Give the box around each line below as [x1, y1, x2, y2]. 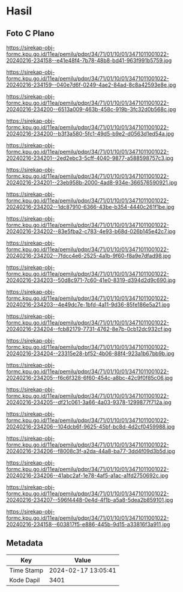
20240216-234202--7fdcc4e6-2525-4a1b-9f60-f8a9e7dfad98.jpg [6, 252, 171, 259]
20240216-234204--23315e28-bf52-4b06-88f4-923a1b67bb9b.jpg [6, 350, 175, 357]
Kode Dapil [9, 576, 40, 584]
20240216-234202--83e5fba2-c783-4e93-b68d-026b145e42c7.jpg [6, 228, 176, 235]
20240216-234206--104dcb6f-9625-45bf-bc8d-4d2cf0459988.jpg [6, 423, 175, 430]
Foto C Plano [6, 28, 55, 38]
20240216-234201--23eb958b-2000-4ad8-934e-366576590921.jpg [6, 179, 178, 186]
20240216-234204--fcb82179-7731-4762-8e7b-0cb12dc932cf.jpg [6, 326, 172, 332]
